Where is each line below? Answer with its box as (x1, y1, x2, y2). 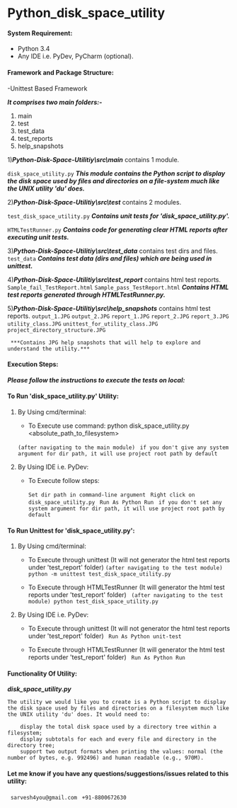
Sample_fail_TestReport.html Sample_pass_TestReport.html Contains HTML (7, 283, 229, 291)
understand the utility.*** (7, 345, 91, 352)
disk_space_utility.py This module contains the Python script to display (7, 169, 226, 178)
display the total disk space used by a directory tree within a (20, 724, 217, 731)
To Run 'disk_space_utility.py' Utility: (7, 392, 119, 401)
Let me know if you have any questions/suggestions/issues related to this (7, 770, 229, 778)
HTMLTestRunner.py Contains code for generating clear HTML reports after (7, 225, 228, 234)
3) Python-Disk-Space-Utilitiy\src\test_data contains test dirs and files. (7, 246, 218, 255)
